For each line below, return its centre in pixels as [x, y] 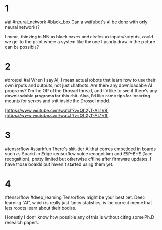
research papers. [22, 222]
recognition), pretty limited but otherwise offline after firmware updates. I [78, 159]
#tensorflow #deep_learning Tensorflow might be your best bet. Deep [75, 197]
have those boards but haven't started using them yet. [59, 164]
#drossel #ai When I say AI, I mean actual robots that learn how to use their [80, 80]
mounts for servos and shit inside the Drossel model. [58, 101]
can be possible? [22, 47]
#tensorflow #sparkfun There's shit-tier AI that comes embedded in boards [81, 149]
